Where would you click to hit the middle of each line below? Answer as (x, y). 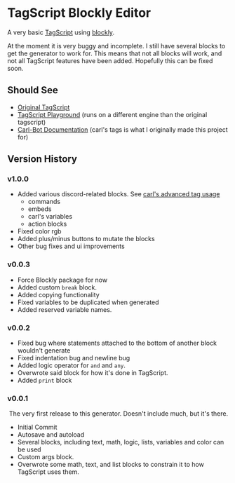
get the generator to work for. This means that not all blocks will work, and (115, 53)
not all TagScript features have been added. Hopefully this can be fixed (110, 60)
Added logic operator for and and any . (72, 365)
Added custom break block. (57, 287)
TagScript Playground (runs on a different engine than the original (112, 114)
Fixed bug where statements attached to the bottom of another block (117, 343)
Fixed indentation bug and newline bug (74, 358)
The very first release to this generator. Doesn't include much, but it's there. (119, 414)
